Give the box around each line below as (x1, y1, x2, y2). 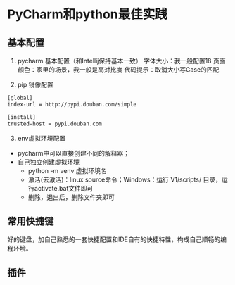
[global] (7, 94, 33, 101)
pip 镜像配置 (17, 80, 54, 89)
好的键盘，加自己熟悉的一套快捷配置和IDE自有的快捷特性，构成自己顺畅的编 (7, 235, 227, 243)
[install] (7, 113, 37, 120)
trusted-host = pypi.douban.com (7, 120, 102, 127)
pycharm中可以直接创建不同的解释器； (17, 148, 130, 157)
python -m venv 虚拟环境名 (27, 166, 107, 175)
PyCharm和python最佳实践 (7, 6, 167, 23)
